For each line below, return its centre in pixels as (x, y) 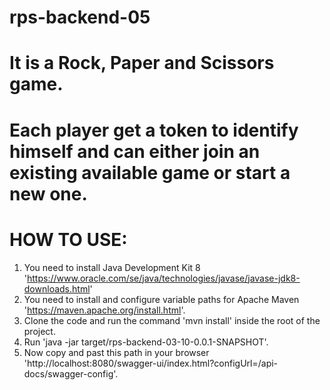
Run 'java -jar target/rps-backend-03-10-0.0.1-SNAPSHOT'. (146, 342)
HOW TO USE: (68, 239)
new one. (48, 193)
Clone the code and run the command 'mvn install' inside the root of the (172, 320)
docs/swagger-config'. (71, 373)
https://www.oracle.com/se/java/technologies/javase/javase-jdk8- (164, 278)
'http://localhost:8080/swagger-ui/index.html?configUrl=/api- (151, 363)
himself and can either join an (135, 151)
